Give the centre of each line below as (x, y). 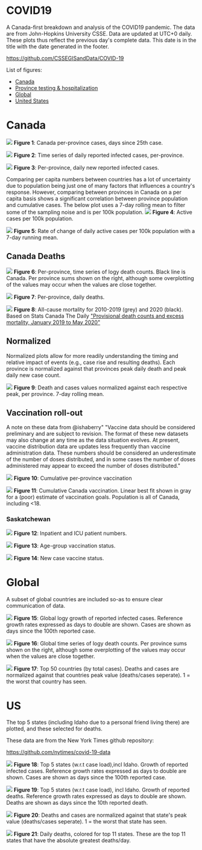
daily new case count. (33, 375)
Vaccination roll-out (45, 413)
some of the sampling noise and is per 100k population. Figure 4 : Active (99, 212)
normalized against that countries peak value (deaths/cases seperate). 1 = (98, 675)
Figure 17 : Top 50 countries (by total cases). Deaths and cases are (96, 668)
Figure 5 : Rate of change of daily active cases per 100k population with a (104, 231)
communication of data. (36, 606)
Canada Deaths (36, 256)
